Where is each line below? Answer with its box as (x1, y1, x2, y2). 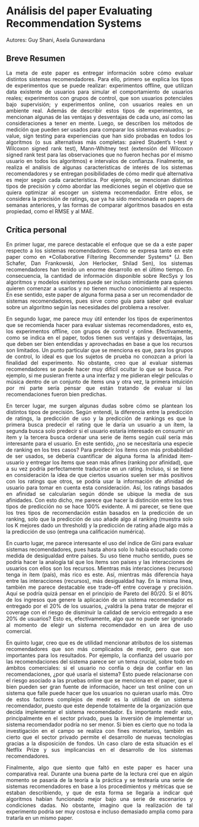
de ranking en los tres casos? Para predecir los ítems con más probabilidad (6, 446, 193, 453)
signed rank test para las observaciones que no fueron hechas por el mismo (6, 151, 193, 158)
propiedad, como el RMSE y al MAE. (6, 207, 94, 214)
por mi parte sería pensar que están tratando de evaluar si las (6, 384, 193, 392)
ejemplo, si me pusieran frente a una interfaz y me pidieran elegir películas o (6, 371, 193, 379)
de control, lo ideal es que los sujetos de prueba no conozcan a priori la (6, 352, 193, 360)
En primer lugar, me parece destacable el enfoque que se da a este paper (6, 241, 193, 248)
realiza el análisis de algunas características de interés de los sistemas (6, 164, 193, 171)
